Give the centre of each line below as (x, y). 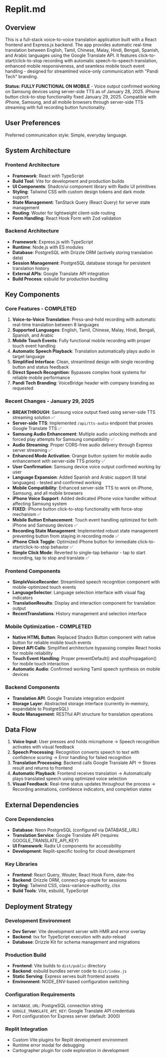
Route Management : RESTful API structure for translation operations (83, 714)
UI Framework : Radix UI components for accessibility (67, 846)
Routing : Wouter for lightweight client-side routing (64, 213)
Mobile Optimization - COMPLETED (48, 626)
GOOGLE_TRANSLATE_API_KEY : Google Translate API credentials (74, 1011)
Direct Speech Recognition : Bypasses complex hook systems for (79, 373)
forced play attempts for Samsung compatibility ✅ (63, 439)
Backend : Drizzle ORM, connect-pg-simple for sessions (69, 880)
